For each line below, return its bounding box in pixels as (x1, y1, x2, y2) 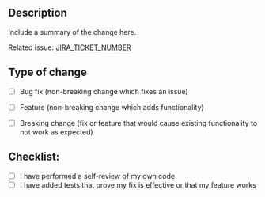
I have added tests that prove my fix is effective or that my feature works (19, 180, 257, 189)
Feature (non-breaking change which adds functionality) (19, 102, 204, 112)
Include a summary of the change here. (8, 27, 137, 36)
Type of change (8, 66, 87, 79)
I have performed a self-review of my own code (19, 171, 176, 180)
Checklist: (8, 150, 60, 164)
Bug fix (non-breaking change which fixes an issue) (19, 86, 188, 96)
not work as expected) (19, 127, 93, 137)
